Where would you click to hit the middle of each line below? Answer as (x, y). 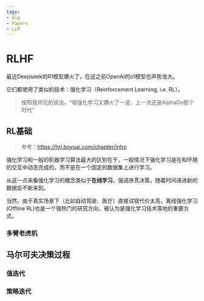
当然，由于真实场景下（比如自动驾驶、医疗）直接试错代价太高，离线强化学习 (102, 201)
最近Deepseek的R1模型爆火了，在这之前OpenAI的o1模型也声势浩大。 (92, 77)
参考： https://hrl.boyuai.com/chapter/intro (74, 147)
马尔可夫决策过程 (38, 255)
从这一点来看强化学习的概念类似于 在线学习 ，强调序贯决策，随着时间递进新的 (102, 180)
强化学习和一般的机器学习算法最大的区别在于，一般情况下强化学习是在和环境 (102, 160)
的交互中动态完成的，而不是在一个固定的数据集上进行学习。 (81, 167)
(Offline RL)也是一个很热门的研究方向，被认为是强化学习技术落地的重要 (95, 208)
